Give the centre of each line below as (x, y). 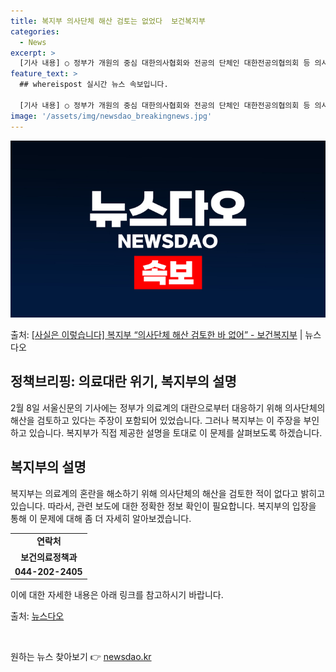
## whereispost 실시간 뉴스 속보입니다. (94, 85)
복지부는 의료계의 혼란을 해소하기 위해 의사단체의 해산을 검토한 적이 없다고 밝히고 (168, 493)
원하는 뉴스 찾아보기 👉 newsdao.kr (81, 657)
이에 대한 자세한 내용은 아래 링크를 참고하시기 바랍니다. (117, 595)
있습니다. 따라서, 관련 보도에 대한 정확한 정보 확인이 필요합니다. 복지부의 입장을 (163, 506)
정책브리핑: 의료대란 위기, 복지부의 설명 (123, 381)
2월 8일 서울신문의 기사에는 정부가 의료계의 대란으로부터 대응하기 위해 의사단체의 (168, 407)
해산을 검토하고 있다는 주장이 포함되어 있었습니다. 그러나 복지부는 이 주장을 (156, 420)
